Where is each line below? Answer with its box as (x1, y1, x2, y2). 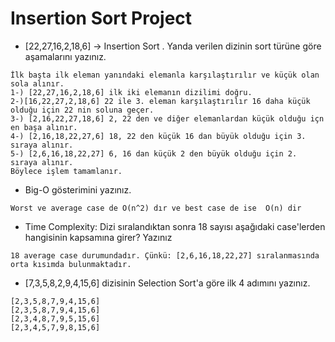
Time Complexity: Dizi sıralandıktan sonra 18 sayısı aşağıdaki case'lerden (24, 220, 326, 232)
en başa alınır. (10, 122, 78, 132)
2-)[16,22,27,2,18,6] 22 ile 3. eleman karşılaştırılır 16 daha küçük (10, 96, 311, 106)
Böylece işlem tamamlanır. (10, 166, 123, 176)
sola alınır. (10, 78, 65, 89)
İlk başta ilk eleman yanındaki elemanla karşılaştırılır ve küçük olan (10, 70, 320, 80)
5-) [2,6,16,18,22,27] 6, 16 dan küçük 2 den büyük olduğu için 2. (10, 148, 298, 159)
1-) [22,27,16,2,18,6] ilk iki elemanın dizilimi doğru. (10, 87, 253, 97)
